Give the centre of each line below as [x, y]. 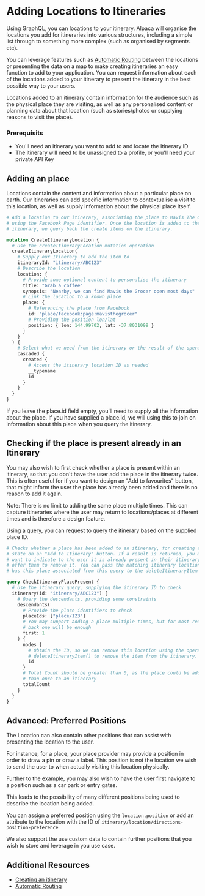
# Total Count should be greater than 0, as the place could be [106, 673]
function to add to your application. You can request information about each [102, 72]
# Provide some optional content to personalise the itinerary [105, 280]
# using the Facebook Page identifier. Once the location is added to [98, 223]
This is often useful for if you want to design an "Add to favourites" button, [100, 480]
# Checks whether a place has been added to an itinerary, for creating [101, 548]
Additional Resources [48, 865]
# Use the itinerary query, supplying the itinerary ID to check [97, 588]
